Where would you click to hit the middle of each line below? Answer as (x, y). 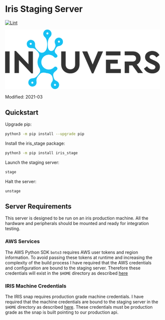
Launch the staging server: (32, 162)
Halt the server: (21, 181)
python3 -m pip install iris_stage (41, 153)
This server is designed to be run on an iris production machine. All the (77, 218)
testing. (13, 229)
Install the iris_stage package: (35, 143)
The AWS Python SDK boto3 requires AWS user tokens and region (72, 252)
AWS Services (23, 241)
